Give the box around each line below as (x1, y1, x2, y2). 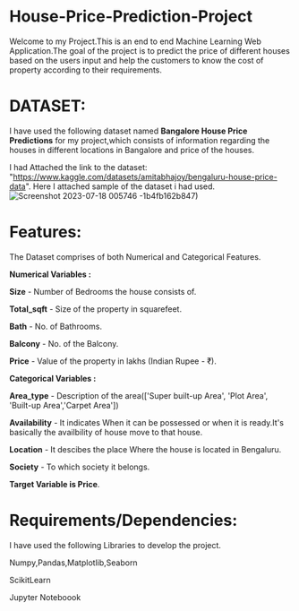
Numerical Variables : (9, 269, 91, 280)
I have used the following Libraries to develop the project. (9, 539, 222, 550)
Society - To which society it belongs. (9, 461, 150, 472)
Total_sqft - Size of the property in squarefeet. (9, 303, 182, 314)
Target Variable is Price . (9, 478, 100, 489)
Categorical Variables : (9, 373, 97, 383)
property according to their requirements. (9, 65, 163, 75)
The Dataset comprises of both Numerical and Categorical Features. (9, 251, 261, 262)
